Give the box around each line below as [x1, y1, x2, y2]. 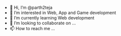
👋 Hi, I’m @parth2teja [9, 5, 53, 10]
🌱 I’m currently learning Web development [9, 15, 95, 20]
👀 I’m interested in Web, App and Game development [9, 10, 116, 16]
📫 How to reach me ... [9, 26, 55, 31]
